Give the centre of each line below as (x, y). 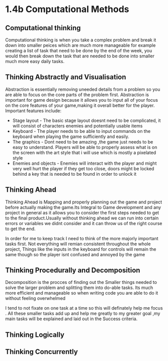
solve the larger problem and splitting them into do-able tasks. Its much (79, 287)
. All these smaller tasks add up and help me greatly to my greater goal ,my (83, 314)
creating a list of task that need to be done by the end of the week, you (79, 51)
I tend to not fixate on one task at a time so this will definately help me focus (84, 308)
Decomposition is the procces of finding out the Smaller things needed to (81, 282)
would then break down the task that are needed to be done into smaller (80, 56)
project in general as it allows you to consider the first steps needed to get (82, 212)
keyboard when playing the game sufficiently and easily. (71, 136)
